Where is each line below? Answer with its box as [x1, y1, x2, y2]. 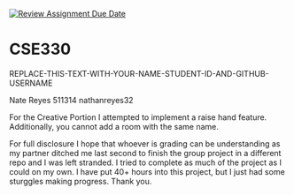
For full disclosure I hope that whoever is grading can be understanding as [9, 138, 281, 149]
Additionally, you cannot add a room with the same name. [9, 121, 219, 131]
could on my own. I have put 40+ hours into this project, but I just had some [9, 166, 285, 176]
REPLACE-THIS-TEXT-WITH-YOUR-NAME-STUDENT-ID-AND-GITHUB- [9, 68, 270, 79]
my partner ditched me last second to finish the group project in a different [9, 147, 282, 158]
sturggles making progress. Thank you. [9, 176, 152, 186]
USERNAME [9, 78, 53, 88]
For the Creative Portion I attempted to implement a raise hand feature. [9, 111, 267, 123]
